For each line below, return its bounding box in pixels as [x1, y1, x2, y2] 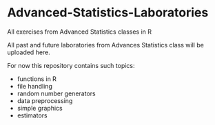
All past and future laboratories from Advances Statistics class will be [7, 41, 205, 49]
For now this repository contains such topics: [7, 61, 136, 69]
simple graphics [17, 104, 63, 112]
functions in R [17, 74, 57, 83]
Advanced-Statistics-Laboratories [7, 5, 209, 21]
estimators [17, 111, 48, 120]
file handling [17, 82, 53, 90]
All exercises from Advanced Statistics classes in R [7, 27, 152, 36]
